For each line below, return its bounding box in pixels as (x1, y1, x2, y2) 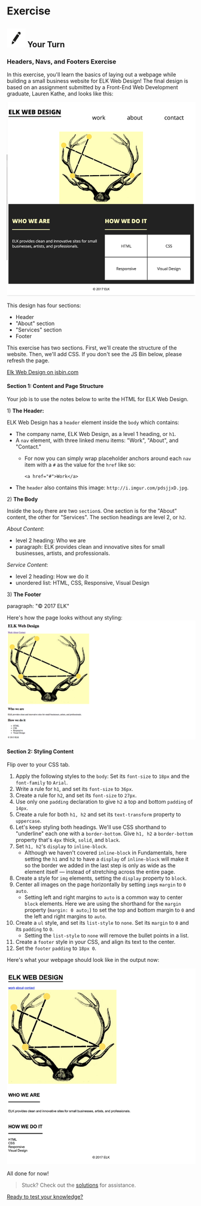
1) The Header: (7, 407, 44, 414)
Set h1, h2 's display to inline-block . (15, 843, 108, 850)
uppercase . (15, 817, 42, 825)
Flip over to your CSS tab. (7, 761, 71, 768)
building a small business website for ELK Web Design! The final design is (7, 77, 188, 85)
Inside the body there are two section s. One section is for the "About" (7, 507, 177, 515)
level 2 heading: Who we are (15, 537, 86, 544)
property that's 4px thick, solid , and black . (15, 837, 121, 844)
